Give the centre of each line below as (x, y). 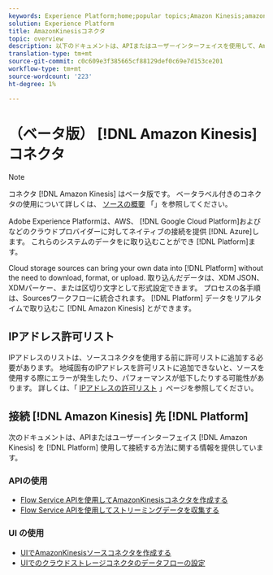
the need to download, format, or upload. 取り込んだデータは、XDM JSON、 (136, 278)
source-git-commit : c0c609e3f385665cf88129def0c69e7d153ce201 (116, 62)
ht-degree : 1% (32, 84)
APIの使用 (28, 481)
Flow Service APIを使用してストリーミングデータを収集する (119, 510)
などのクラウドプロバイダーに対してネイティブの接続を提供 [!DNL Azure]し (134, 232)
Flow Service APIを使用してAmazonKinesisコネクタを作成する (124, 500)
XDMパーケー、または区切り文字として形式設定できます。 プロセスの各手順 (135, 288)
